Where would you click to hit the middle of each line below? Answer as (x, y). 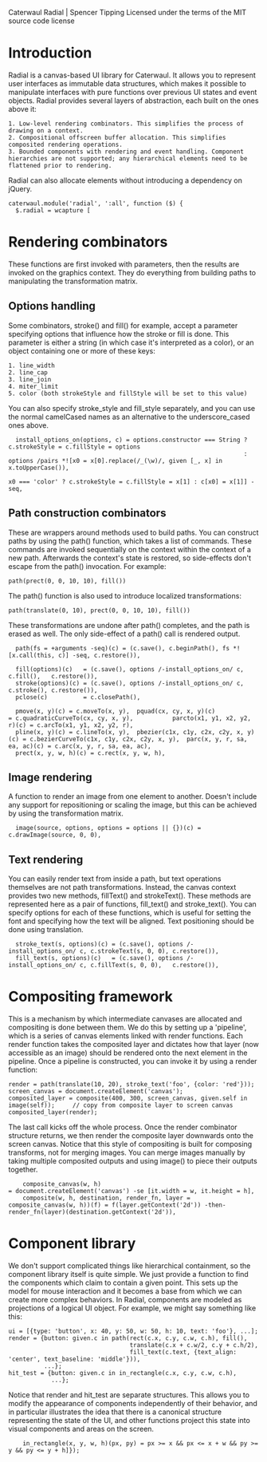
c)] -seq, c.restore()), (100, 655)
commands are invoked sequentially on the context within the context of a (130, 549)
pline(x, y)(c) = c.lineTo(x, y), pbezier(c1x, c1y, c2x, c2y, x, (130, 732)
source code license (42, 21)
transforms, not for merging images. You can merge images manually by (127, 1152)
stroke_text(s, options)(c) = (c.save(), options (99, 944)
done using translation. (46, 930)
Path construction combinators (87, 514)
